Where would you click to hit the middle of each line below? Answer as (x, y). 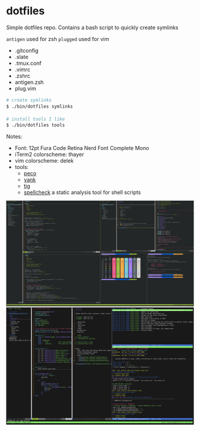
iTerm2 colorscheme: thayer (49, 154)
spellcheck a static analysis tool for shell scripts (82, 192)
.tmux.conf (28, 63)
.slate (21, 57)
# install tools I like (36, 119)
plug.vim (26, 88)
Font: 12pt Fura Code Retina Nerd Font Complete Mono (82, 148)
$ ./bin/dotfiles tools (36, 125)
